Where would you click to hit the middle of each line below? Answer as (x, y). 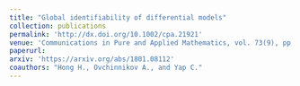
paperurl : (28, 51)
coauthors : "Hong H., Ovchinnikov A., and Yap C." (106, 68)
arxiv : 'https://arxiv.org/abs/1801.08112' (92, 59)
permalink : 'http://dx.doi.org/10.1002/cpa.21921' (106, 34)
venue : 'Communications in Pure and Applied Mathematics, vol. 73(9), (144, 43)
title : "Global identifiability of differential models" (118, 17)
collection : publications (57, 26)
